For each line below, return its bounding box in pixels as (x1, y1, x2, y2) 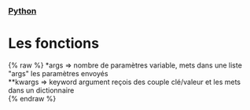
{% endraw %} (8, 93, 57, 103)
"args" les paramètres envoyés (8, 68, 108, 78)
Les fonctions (8, 35, 100, 53)
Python (8, 5, 37, 16)
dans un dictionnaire (8, 85, 75, 95)
